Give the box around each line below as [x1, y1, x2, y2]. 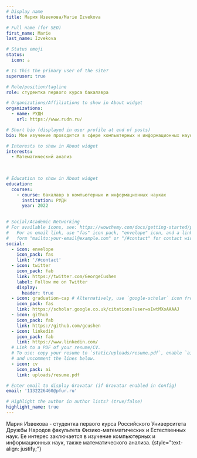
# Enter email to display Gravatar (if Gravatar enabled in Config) [6, 383, 177, 389]
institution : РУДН [21, 198, 67, 203]
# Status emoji [6, 46, 43, 52]
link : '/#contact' [16, 257, 62, 263]
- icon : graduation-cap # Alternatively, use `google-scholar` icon [11, 295, 182, 302]
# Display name [6, 8, 43, 15]
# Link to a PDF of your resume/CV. [11, 345, 101, 350]
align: [6, 445, 19, 452]
